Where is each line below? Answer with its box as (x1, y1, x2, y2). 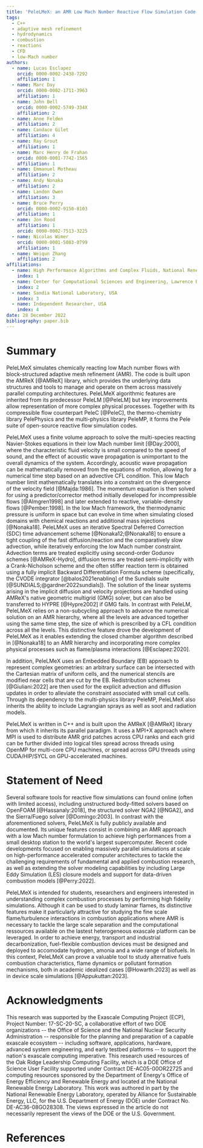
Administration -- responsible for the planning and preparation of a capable (6, 1033, 194, 1040)
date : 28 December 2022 (6, 313, 66, 319)
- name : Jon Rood (11, 217, 56, 223)
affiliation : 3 (17, 194, 56, 200)
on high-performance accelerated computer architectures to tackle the (6, 851, 183, 858)
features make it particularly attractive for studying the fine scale (6, 908, 168, 915)
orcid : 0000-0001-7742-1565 (17, 155, 88, 161)
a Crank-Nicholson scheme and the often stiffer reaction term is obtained (6, 562, 188, 569)
